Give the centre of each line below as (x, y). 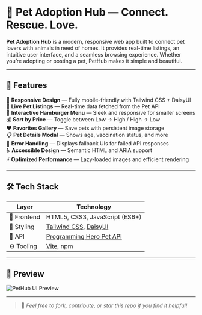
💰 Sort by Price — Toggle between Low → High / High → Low (83, 119)
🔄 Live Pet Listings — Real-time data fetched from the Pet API (83, 106)
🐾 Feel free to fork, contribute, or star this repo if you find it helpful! (104, 305)
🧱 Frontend (25, 217)
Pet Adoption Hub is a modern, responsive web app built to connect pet (96, 41)
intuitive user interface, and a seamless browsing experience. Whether (94, 54)
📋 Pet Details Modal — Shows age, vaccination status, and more (87, 135)
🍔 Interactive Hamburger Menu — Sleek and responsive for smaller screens (101, 112)
